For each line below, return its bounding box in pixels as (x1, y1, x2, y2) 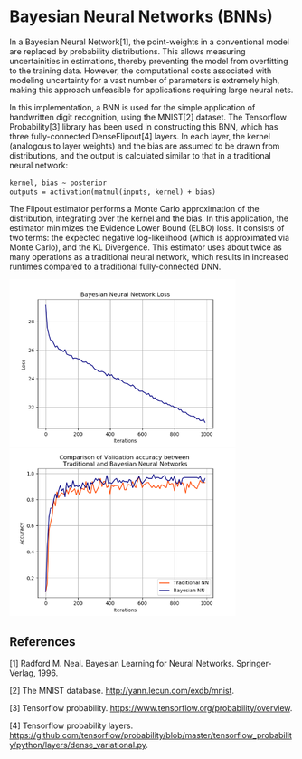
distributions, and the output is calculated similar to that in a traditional (9, 149, 271, 160)
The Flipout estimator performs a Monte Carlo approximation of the (9, 203, 260, 214)
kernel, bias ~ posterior (9, 178, 107, 187)
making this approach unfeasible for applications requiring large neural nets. (9, 84, 294, 95)
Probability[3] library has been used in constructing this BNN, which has (9, 120, 278, 132)
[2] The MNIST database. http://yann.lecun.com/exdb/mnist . (9, 686, 235, 697)
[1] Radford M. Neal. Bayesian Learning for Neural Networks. (9, 658, 235, 669)
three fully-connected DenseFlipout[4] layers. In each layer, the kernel (9, 130, 271, 141)
